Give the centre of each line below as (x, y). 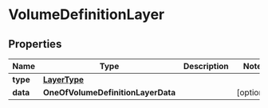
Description (206, 66)
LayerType (63, 79)
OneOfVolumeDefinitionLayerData (109, 93)
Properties (35, 44)
